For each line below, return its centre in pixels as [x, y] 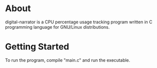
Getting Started [37, 47]
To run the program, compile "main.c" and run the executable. [68, 60]
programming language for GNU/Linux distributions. [57, 27]
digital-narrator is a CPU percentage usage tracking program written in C [79, 22]
